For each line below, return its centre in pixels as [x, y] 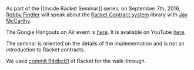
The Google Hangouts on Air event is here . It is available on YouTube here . [96, 32]
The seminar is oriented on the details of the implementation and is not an [96, 43]
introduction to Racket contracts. [46, 50]
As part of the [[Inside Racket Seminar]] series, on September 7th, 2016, [93, 8]
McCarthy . [19, 21]
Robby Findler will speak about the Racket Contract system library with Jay [97, 15]
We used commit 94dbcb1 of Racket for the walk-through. [76, 61]
